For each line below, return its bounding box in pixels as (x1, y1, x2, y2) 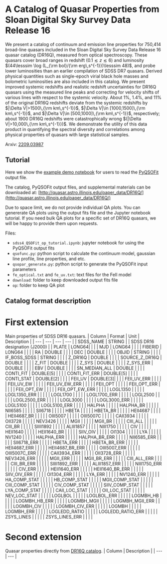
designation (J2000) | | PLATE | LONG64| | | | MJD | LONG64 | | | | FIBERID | (5, 344, 162, 350)
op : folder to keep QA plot (12, 282, 65, 288)
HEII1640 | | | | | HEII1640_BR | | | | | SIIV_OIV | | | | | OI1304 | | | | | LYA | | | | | (5, 429, 161, 435)
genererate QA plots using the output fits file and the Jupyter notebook (5, 209, 151, 215)
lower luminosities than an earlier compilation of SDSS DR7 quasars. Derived (5, 67, 163, 73)
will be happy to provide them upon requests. (5, 220, 98, 226)
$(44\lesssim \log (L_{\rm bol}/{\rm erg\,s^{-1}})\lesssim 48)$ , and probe (5, 62, 156, 68)
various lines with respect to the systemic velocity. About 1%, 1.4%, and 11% (5, 94, 162, 100)
